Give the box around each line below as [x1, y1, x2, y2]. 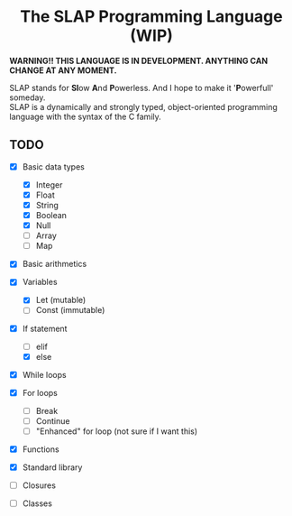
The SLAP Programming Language [20, 6, 283, 27]
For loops [22, 387, 59, 398]
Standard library [22, 462, 83, 473]
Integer [35, 179, 63, 190]
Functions [22, 444, 60, 455]
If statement [22, 323, 68, 334]
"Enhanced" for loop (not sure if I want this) [35, 426, 198, 437]
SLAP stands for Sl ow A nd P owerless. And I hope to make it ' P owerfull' [9, 82, 274, 93]
